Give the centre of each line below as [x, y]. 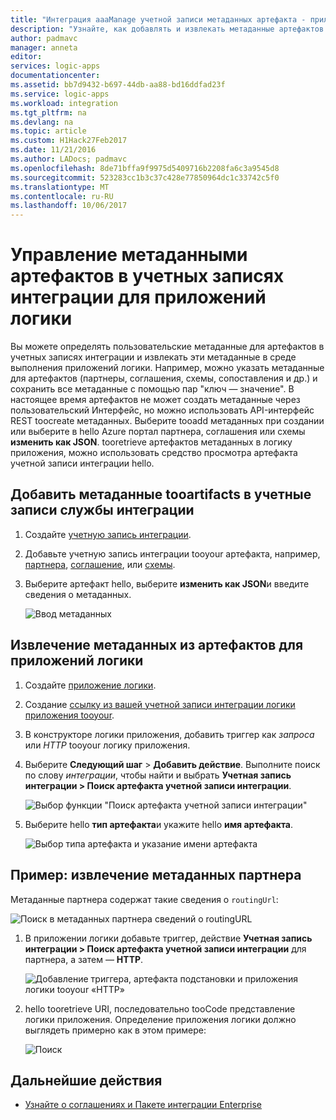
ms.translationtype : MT [60, 187]
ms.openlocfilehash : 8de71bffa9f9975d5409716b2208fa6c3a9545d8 [145, 168]
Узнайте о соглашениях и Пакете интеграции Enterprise [143, 1105]
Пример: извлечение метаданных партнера [156, 875]
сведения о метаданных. [78, 594]
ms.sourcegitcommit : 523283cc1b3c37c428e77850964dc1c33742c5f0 [145, 177]
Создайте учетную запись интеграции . [108, 534]
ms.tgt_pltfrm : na [48, 112]
